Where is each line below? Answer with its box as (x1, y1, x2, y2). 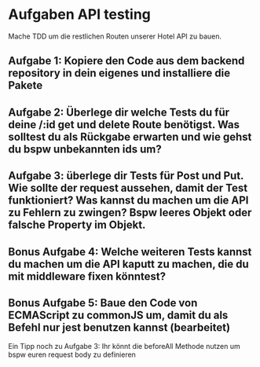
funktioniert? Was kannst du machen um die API (8, 194, 249, 207)
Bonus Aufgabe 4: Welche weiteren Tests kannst (8, 245, 252, 259)
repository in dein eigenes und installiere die (8, 67, 230, 80)
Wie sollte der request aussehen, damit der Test (8, 182, 248, 195)
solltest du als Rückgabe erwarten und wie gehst (8, 130, 252, 143)
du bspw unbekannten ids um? (8, 142, 163, 156)
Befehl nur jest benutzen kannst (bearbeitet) (8, 321, 230, 334)
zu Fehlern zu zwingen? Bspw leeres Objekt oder (8, 206, 252, 219)
